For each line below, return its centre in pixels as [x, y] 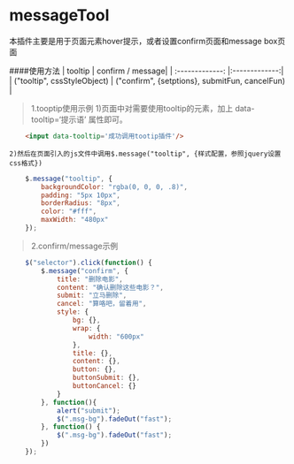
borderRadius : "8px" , [81, 203]
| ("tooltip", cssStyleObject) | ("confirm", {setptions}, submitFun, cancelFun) [147, 80]
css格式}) [26, 163]
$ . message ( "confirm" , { [85, 270]
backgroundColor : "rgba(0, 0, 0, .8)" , [115, 186]
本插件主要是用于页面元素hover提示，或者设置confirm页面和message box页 [147, 41]
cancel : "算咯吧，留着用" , [101, 304]
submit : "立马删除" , [92, 296]
